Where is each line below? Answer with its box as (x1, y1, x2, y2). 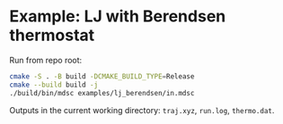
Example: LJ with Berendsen (9, 6, 226, 27)
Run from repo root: (9, 54, 83, 65)
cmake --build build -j (9, 80, 99, 89)
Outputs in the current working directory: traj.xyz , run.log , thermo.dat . (9, 104, 275, 115)
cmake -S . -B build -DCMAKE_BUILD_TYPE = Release (9, 71, 195, 81)
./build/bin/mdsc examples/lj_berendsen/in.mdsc (9, 88, 195, 97)
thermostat (9, 25, 95, 45)
